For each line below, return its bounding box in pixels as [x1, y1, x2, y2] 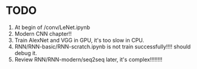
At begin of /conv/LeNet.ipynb [14, 24, 91, 31]
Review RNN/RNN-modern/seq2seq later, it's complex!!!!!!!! [14, 56, 162, 63]
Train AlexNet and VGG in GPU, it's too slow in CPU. [14, 36, 144, 44]
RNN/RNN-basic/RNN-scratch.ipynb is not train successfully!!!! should [14, 43, 191, 50]
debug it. [14, 49, 37, 56]
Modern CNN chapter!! [14, 30, 72, 37]
